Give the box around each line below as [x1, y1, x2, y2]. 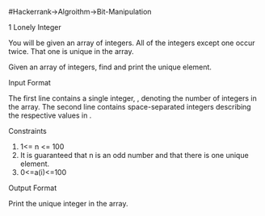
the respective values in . [8, 110, 92, 120]
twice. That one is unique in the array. [8, 47, 134, 56]
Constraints [8, 127, 47, 135]
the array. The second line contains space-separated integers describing [8, 102, 252, 111]
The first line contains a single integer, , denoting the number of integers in [8, 93, 257, 103]
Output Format [8, 183, 57, 193]
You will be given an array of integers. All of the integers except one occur [8, 38, 256, 48]
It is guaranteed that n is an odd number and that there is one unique [19, 151, 249, 160]
